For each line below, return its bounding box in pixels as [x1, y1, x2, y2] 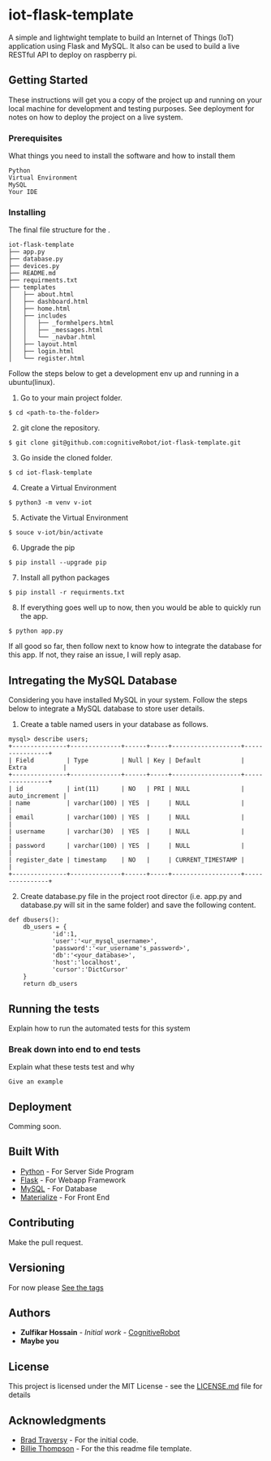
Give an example [8, 1078, 63, 1086]
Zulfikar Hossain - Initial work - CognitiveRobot [19, 1328, 180, 1338]
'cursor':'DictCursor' [51, 966, 129, 974]
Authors [8, 1306, 51, 1320]
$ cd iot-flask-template [8, 469, 92, 477]
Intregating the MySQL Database [8, 673, 178, 687]
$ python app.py [8, 627, 63, 635]
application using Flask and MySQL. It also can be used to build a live [8, 41, 240, 50]
